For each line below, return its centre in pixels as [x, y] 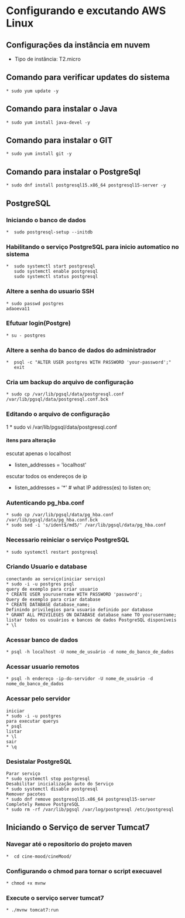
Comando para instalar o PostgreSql [73, 172]
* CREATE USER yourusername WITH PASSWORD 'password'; [74, 594]
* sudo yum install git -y [39, 154]
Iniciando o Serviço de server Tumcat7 [78, 827]
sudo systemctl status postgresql [56, 277]
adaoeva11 [18, 309]
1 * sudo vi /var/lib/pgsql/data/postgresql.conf [61, 427]
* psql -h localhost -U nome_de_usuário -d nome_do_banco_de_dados [90, 652]
